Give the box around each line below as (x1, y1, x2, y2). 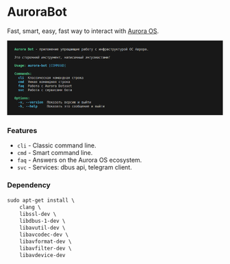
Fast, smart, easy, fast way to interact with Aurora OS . (7, 27, 159, 35)
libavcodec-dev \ (19, 231, 69, 238)
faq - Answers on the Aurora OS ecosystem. (16, 156, 142, 165)
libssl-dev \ (19, 211, 57, 217)
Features (7, 126, 38, 136)
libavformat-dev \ (19, 238, 72, 245)
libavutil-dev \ (19, 224, 66, 231)
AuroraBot (7, 4, 67, 20)
